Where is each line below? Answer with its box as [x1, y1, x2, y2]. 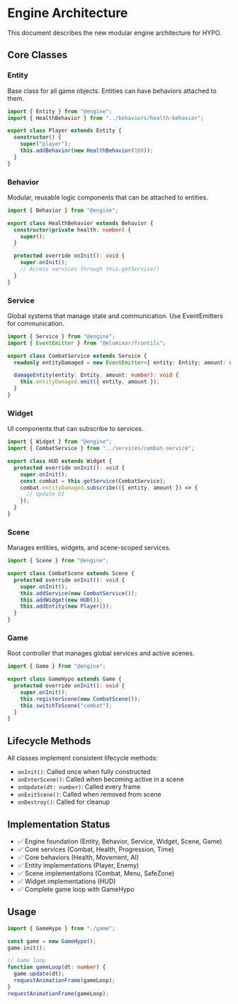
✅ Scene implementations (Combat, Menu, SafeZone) [17, 868, 175, 878]
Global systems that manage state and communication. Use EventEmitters [7, 311, 223, 320]
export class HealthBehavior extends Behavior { [7, 219, 154, 227]
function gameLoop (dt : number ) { [7, 964, 106, 971]
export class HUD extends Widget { [7, 458, 113, 465]
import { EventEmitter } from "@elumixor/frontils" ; [7, 339, 166, 347]
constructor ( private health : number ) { [13, 226, 132, 234]
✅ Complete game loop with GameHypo [17, 885, 135, 893]
